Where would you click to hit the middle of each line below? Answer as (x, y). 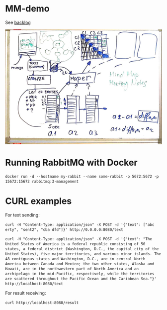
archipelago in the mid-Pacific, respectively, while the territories (80, 274)
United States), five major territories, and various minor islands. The (83, 254)
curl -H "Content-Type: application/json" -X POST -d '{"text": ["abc (80, 224)
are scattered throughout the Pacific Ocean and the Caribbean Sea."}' (81, 279)
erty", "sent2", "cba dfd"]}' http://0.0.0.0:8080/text (64, 229)
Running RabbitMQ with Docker (71, 163)
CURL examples (39, 201)
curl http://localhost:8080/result (42, 303)
